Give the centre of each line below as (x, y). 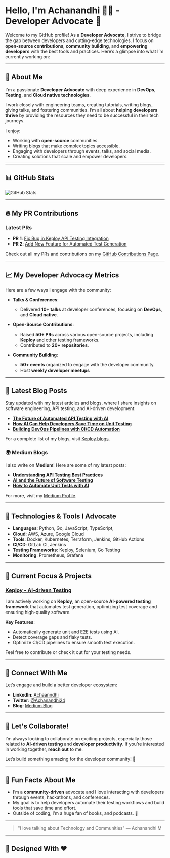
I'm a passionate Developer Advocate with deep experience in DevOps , (80, 89)
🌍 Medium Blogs (27, 452)
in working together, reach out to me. (44, 749)
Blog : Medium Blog (33, 706)
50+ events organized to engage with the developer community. (88, 365)
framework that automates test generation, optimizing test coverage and (81, 606)
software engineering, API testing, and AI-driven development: (70, 408)
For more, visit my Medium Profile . (41, 496)
